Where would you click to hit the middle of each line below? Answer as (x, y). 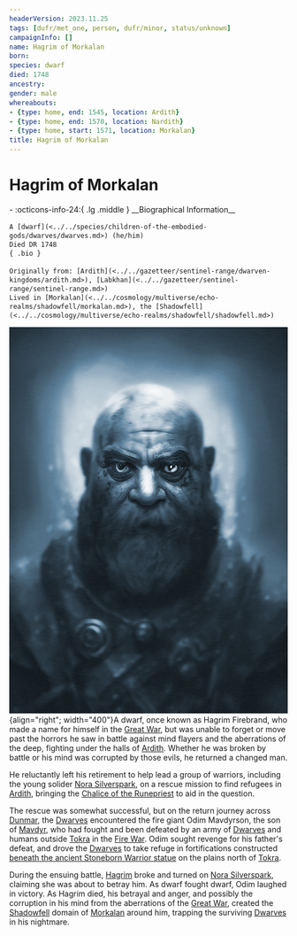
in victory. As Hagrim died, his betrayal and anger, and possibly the (131, 893)
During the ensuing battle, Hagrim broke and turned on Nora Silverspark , (141, 875)
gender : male (33, 93)
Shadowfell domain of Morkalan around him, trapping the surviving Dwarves (148, 913)
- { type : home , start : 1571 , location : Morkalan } (103, 131)
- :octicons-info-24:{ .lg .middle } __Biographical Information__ (122, 209)
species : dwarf (37, 66)
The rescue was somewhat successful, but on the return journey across (140, 811)
